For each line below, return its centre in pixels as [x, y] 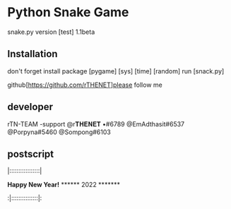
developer [30, 107]
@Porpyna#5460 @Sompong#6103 [59, 132]
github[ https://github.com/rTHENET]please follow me [85, 85]
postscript [31, 154]
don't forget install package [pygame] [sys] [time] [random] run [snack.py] [116, 71]
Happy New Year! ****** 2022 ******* [64, 185]
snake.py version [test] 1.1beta [51, 32]
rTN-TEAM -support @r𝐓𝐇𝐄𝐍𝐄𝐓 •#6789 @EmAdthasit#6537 [96, 124]
